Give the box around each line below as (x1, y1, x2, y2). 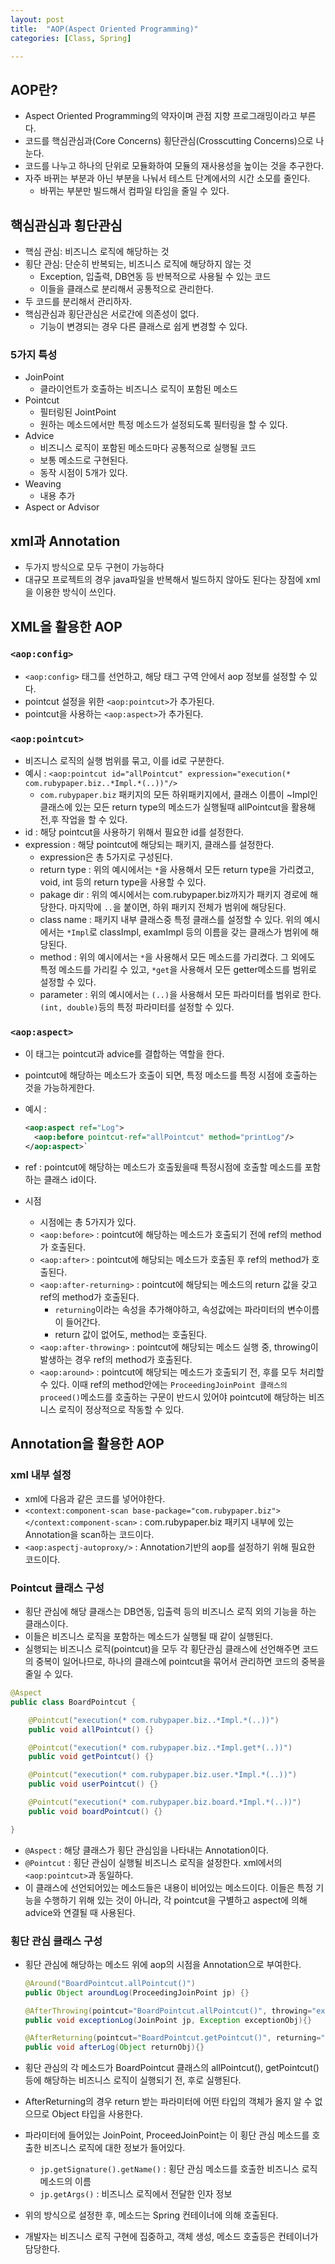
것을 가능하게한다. (24, 1082, 95, 1094)
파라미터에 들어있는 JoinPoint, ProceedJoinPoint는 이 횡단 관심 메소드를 (24, 2129, 310, 2141)
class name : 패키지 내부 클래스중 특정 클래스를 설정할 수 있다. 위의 (39, 914, 302, 926)
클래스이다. (24, 1618, 69, 1630)
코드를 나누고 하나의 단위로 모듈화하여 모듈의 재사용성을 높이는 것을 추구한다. (24, 160, 325, 172)
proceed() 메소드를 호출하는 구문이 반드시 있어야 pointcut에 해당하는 (39, 1391, 307, 1403)
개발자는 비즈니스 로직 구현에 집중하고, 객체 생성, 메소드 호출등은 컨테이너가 (24, 2231, 319, 2243)
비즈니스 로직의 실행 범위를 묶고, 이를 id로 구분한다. (24, 755, 225, 767)
